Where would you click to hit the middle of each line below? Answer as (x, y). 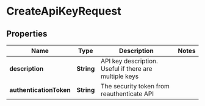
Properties (27, 34)
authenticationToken (40, 90)
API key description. (129, 61)
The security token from (135, 86)
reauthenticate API (127, 94)
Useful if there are (126, 69)
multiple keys (120, 76)
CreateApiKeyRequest (64, 11)
